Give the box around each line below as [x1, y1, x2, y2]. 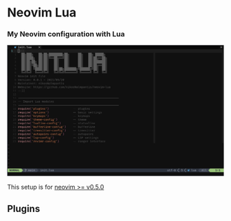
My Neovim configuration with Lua [7, 30, 125, 39]
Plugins [7, 202, 41, 214]
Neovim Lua [7, 5, 77, 21]
